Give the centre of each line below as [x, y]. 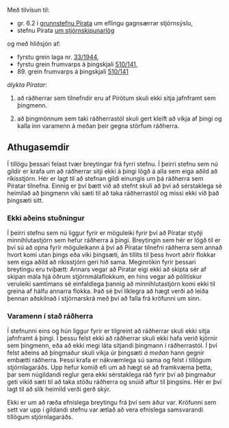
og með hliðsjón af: [34, 43]
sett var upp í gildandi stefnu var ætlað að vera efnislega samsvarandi [105, 410]
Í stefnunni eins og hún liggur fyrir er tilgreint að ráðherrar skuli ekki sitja [109, 331]
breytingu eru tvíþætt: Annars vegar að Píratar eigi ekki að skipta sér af [107, 269]
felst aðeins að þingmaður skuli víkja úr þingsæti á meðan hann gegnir [106, 353]
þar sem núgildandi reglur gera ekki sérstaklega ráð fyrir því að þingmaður [112, 375]
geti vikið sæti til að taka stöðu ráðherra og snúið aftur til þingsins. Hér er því [114, 382]
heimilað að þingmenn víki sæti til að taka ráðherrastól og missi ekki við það [113, 193]
